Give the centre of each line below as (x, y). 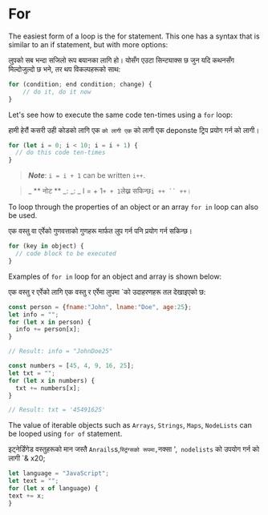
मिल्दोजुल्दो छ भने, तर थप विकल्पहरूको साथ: (65, 69)
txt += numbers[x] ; (48, 388)
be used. (23, 215)
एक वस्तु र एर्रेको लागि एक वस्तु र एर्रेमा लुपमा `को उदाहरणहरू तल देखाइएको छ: (107, 292)
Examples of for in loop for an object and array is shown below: (115, 276)
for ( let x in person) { (50, 322)
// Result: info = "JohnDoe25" (61, 352)
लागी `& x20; (27, 458)
